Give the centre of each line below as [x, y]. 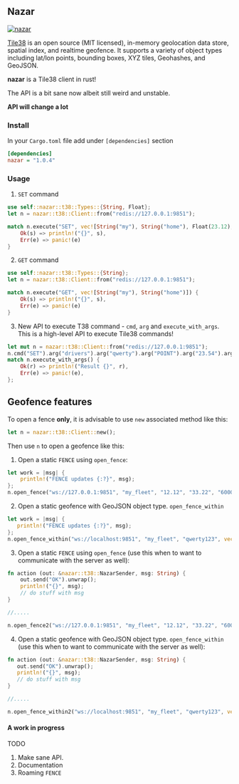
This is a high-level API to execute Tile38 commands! [96, 333]
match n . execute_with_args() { [54, 360]
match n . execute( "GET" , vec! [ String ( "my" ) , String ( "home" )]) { [103, 293]
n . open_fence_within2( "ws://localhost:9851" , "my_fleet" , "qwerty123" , [116, 711]
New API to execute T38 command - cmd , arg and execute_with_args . [118, 326]
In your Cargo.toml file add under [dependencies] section [90, 141]
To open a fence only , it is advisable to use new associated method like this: [118, 419]
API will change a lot [38, 107]
